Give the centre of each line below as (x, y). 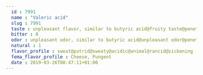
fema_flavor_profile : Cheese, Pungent (62, 57)
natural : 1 (26, 46)
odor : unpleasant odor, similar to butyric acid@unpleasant (90, 40)
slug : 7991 (26, 23)
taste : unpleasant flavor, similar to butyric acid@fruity (88, 29)
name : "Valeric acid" (40, 18)
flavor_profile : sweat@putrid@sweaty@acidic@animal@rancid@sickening (102, 51)
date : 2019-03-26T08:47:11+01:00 (55, 62)
